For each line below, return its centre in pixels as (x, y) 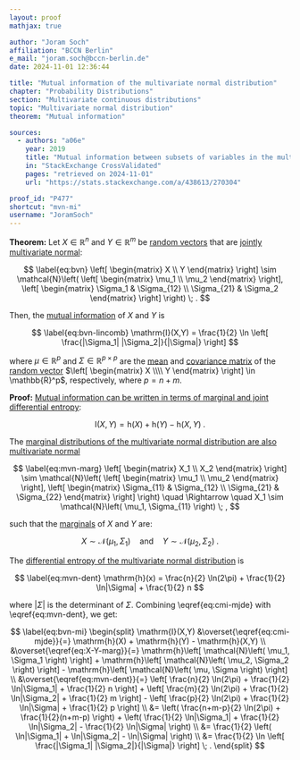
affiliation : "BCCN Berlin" (62, 50)
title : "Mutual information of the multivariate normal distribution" (143, 83)
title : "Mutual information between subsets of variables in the (150, 157)
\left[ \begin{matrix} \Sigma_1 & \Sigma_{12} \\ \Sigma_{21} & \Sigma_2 (150, 288)
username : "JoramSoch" (51, 215)
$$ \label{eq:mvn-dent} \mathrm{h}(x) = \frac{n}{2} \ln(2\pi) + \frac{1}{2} (150, 578)
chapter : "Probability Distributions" (81, 91)
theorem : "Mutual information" (67, 116)
